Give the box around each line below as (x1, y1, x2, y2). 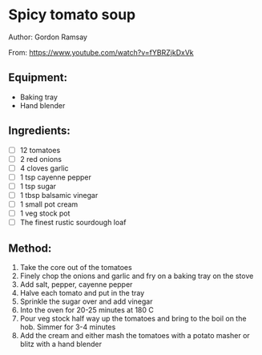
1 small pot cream (19, 199, 79, 209)
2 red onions (19, 154, 62, 163)
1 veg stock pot (19, 208, 71, 218)
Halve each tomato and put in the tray (19, 288, 145, 297)
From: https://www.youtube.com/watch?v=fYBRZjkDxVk (8, 47, 194, 57)
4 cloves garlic (19, 163, 70, 173)
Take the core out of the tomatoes (19, 262, 132, 272)
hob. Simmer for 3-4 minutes (19, 322, 116, 332)
